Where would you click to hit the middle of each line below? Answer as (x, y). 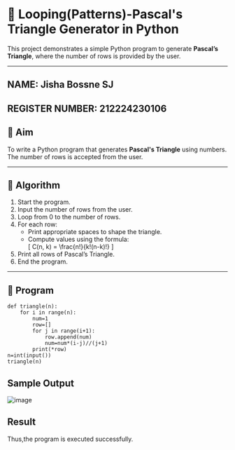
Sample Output (41, 383)
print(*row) (50, 350)
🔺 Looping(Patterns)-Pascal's (95, 14)
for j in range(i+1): (64, 331)
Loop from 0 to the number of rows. (69, 217)
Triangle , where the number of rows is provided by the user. (94, 56)
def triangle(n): (33, 307)
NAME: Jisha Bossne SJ (60, 84)
